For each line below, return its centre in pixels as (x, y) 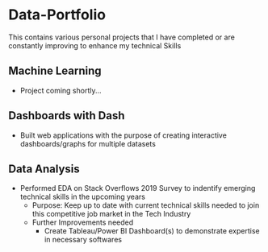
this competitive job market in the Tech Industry (111, 214)
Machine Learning (55, 71)
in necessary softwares (83, 240)
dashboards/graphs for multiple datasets (88, 143)
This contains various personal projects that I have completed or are (122, 37)
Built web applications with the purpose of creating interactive (124, 135)
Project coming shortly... (61, 90)
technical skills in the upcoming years (82, 197)
